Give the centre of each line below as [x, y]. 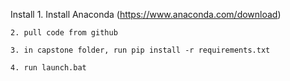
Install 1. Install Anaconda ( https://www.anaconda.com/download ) [146, 14]
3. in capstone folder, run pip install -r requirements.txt [140, 50]
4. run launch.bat [48, 68]
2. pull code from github [64, 33]
